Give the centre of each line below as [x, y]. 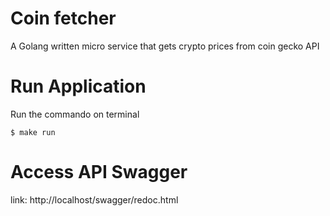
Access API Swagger [99, 172]
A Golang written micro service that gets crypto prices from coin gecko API [165, 46]
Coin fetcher [63, 18]
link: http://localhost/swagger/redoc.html [94, 199]
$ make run [33, 132]
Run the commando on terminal [75, 114]
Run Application [78, 86]
